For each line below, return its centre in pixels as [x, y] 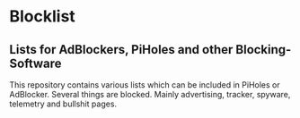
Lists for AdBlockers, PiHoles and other [121, 50]
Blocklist [43, 17]
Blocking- [264, 50]
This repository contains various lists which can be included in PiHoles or [145, 85]
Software [35, 63]
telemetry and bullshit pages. [63, 104]
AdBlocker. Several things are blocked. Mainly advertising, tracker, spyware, [150, 94]
